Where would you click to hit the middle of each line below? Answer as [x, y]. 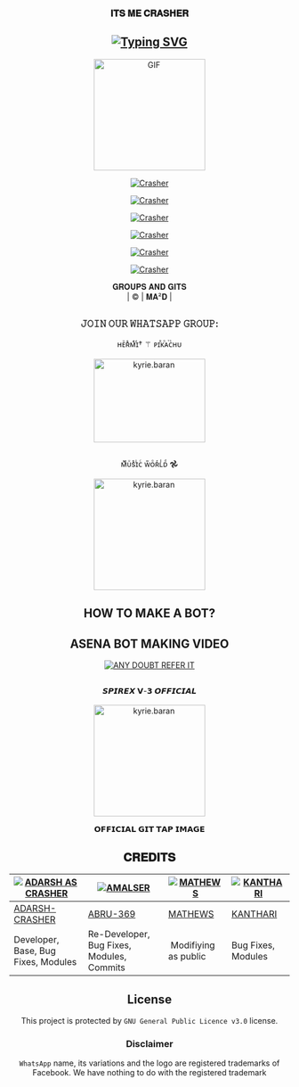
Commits [107, 968]
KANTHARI [254, 914]
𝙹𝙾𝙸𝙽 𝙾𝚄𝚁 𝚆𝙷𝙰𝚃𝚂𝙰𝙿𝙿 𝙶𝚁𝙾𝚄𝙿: [149, 324]
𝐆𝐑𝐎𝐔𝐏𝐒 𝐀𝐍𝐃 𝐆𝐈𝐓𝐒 [149, 286]
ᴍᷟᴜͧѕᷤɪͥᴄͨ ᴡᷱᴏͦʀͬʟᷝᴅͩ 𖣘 [149, 464]
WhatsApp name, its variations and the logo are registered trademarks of [149, 1063]
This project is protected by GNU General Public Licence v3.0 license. [149, 1021]
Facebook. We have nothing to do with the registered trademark [149, 1073]
